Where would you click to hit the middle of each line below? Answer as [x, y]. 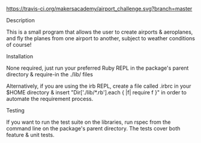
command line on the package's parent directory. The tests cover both [93, 128]
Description [20, 20]
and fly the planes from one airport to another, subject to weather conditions [100, 38]
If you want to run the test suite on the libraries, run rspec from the [88, 122]
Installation [20, 56]
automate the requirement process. [50, 99]
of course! [19, 45]
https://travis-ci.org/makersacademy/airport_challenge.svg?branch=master [99, 9]
